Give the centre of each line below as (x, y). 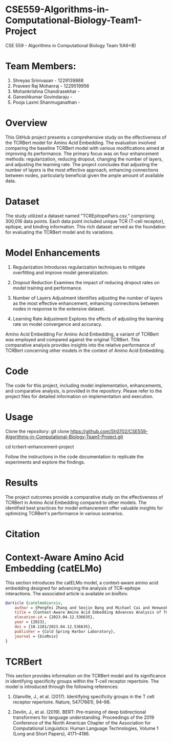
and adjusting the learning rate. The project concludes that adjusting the (81, 164)
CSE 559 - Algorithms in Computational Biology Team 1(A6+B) (71, 45)
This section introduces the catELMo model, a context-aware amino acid (82, 582)
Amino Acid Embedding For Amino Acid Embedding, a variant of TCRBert (82, 334)
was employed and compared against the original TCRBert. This (72, 339)
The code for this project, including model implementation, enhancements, (84, 385)
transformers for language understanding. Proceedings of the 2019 (83, 717)
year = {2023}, (31, 622)
